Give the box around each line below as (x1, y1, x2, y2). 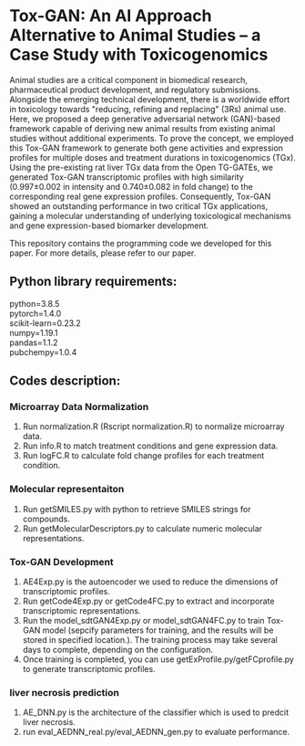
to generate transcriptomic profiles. (22, 664, 157, 675)
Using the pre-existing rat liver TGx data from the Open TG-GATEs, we (9, 162, 273, 173)
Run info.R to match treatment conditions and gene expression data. (22, 440, 279, 452)
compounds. (22, 513, 70, 524)
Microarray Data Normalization (9, 401, 149, 414)
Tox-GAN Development (9, 555, 114, 568)
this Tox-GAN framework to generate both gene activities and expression (9, 142, 284, 153)
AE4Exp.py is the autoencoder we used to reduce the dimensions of (22, 576, 279, 587)
